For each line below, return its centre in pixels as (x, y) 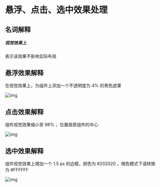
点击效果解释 (24, 112)
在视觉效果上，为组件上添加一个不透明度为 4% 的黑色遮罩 (63, 85)
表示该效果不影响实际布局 (31, 56)
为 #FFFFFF (17, 169)
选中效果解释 (24, 151)
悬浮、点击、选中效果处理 (57, 10)
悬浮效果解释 (24, 73)
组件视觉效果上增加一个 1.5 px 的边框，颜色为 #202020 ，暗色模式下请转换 (80, 164)
